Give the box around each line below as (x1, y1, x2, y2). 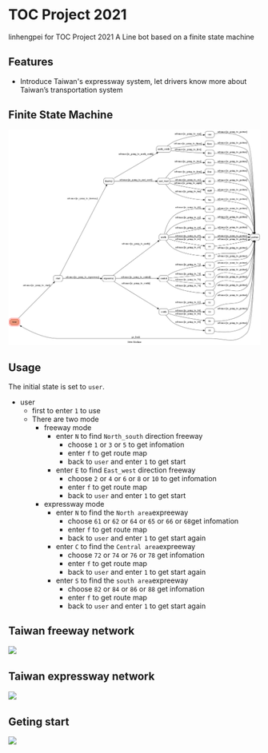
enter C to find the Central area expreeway (55, 542, 196, 552)
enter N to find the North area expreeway (55, 508, 189, 517)
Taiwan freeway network (8, 624, 134, 638)
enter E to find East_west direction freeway (55, 465, 196, 475)
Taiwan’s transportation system (19, 85, 123, 94)
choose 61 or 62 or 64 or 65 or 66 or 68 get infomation (67, 516, 239, 526)
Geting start (8, 715, 70, 729)
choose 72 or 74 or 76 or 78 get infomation (67, 550, 206, 560)
